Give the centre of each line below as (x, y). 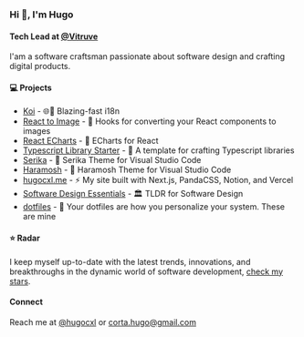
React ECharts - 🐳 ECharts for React (90, 141)
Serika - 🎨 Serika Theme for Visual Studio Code (112, 160)
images (37, 131)
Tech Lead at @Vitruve (54, 36)
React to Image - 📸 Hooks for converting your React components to (149, 121)
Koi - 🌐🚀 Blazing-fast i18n (71, 111)
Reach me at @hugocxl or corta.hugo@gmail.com (103, 322)
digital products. (40, 66)
